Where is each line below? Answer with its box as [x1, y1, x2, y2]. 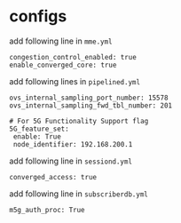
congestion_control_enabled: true [9, 52, 138, 61]
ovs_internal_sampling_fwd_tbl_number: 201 [9, 100, 173, 110]
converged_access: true [9, 172, 98, 181]
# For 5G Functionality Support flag [9, 116, 149, 125]
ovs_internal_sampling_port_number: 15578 [9, 93, 169, 102]
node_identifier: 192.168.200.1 [12, 139, 133, 148]
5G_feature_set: [9, 124, 69, 133]
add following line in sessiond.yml [9, 155, 133, 166]
